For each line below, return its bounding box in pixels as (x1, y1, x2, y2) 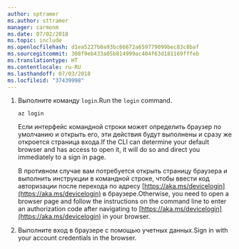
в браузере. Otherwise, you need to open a (102, 190, 230, 198)
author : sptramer (7, 10, 59, 18)
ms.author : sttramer (7, 17, 69, 24)
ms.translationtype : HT (7, 57, 78, 64)
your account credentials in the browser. (17, 233, 137, 243)
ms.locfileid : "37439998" (7, 76, 84, 84)
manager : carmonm (7, 24, 59, 31)
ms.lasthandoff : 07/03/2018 (7, 70, 91, 77)
